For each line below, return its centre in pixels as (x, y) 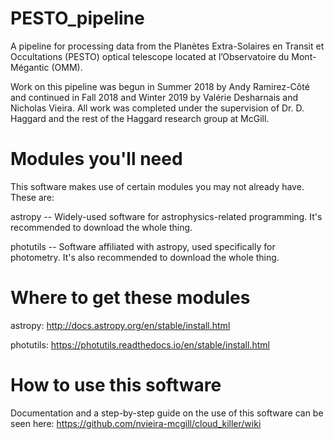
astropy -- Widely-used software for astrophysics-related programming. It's (166, 216)
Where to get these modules (130, 298)
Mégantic (30, 67)
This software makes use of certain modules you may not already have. (157, 186)
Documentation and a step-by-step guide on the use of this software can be (167, 413)
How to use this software (116, 385)
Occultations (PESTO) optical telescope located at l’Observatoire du (150, 56)
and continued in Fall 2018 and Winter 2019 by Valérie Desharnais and (154, 97)
